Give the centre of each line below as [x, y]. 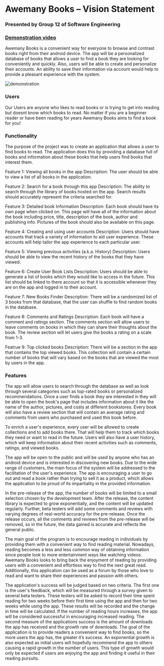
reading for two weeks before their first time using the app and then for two [81, 601]
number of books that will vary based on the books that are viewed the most [82, 358]
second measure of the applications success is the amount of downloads [79, 622]
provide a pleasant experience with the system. [53, 74]
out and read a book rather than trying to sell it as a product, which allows [80, 478]
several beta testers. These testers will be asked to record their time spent [80, 596]
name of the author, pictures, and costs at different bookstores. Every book [81, 407]
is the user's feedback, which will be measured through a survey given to [79, 590]
